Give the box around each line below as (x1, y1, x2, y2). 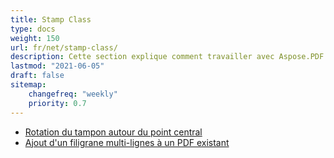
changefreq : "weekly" (28, 89, 118, 99)
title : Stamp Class (10, 14, 92, 25)
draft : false (10, 71, 65, 81)
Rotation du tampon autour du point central (24, 126, 203, 138)
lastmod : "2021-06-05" (10, 61, 105, 71)
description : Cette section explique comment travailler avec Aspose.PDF (10, 52, 325, 62)
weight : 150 (10, 33, 60, 43)
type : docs (10, 24, 56, 34)
